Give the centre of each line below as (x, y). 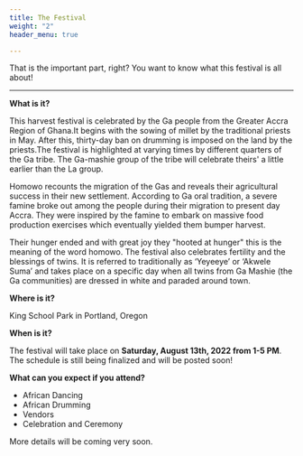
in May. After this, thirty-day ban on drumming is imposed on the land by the (151, 140)
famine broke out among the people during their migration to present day (145, 206)
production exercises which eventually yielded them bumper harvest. (138, 225)
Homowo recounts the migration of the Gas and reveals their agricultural (143, 187)
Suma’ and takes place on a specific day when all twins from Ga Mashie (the (151, 271)
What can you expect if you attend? (78, 378)
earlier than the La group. (56, 169)
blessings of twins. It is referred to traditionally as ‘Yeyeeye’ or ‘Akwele (140, 262)
